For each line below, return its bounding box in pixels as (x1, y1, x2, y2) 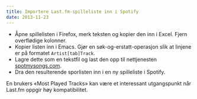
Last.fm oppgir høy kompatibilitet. (6, 86, 88, 93)
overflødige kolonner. (14, 37, 67, 44)
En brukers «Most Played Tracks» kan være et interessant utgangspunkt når (6, 79, 192, 87)
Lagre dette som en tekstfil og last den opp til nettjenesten (14, 56, 157, 63)
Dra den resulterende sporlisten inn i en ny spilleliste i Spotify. (14, 68, 166, 75)
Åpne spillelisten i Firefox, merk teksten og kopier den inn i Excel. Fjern (14, 30, 188, 37)
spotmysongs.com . (14, 62, 62, 69)
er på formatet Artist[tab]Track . (14, 49, 96, 56)
